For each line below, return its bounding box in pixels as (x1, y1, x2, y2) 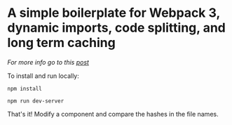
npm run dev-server (7, 97, 64, 105)
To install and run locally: (7, 72, 79, 80)
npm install (7, 85, 42, 92)
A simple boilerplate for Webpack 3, (7, 5, 221, 21)
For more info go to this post (7, 58, 90, 66)
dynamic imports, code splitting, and (7, 20, 226, 36)
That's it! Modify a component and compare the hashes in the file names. (7, 110, 219, 118)
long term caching (7, 35, 116, 51)
